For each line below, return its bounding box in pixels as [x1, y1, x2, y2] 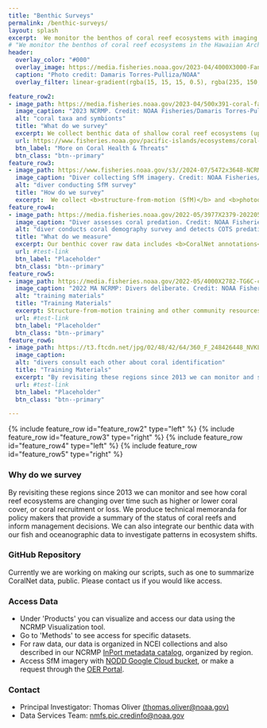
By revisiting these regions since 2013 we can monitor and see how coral [8, 487, 248, 497]
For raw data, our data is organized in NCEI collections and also [19, 639, 228, 649]
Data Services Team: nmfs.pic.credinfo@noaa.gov [19, 711, 185, 720]
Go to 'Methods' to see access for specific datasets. [19, 631, 192, 641]
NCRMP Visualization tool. [19, 622, 106, 632]
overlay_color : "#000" [15, 56, 91, 64]
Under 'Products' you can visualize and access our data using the [19, 614, 236, 624]
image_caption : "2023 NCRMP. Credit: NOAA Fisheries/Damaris [15, 107, 222, 115]
